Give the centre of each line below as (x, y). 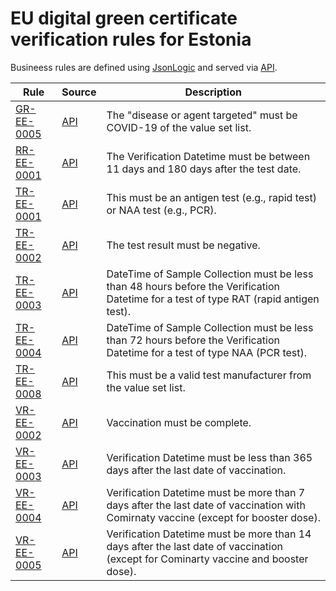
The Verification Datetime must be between (208, 156)
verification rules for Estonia (131, 39)
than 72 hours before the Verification (193, 340)
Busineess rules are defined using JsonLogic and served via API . (144, 67)
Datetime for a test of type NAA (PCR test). (207, 352)
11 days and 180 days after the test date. (204, 169)
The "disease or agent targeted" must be (202, 115)
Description (213, 92)
